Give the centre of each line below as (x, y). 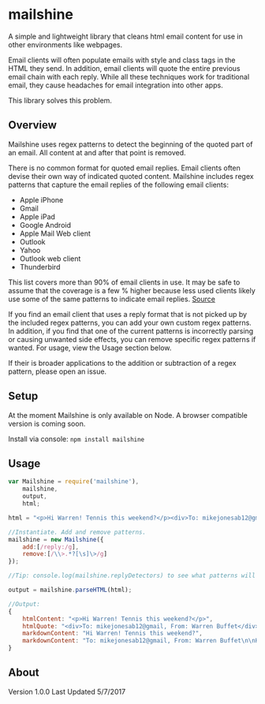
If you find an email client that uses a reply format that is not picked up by (127, 314)
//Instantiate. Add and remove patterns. (77, 532)
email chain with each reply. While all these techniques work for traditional (129, 76)
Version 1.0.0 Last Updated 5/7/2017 (67, 691)
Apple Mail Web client (55, 233)
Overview (33, 125)
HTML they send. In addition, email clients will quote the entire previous (124, 68)
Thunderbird (40, 266)
